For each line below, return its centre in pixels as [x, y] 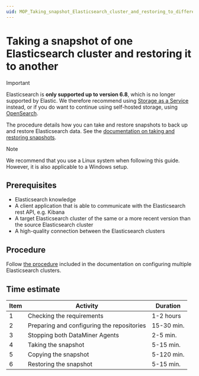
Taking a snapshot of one [70, 41]
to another [32, 66]
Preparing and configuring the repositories [87, 326]
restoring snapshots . [31, 137]
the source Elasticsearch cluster [54, 225]
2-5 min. [164, 335]
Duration [168, 306]
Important [18, 83]
